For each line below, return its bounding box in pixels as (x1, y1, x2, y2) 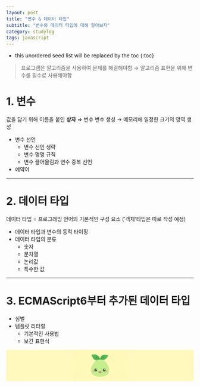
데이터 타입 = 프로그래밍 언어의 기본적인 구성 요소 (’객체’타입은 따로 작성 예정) (6, 216, 186, 222)
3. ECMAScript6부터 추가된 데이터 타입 (6, 294, 190, 308)
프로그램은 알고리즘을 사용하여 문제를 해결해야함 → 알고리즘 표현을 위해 (20, 64, 186, 72)
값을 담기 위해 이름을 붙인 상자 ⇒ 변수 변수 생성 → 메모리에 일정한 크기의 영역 (6, 116, 186, 123)
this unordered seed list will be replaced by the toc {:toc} (14, 52, 155, 59)
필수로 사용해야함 (32, 72, 73, 79)
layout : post (6, 10, 39, 16)
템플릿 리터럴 (14, 322, 46, 330)
